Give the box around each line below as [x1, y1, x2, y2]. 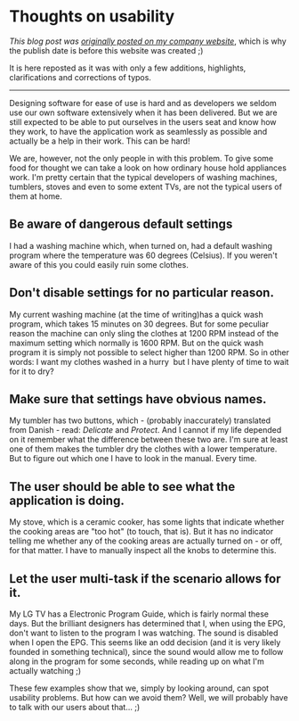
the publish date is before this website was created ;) [9, 45, 204, 55]
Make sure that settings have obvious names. [9, 391, 267, 407]
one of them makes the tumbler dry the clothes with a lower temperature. [9, 443, 278, 454]
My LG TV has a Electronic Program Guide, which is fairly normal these [9, 609, 270, 619]
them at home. [9, 190, 62, 202]
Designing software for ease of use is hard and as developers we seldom [9, 97, 278, 108]
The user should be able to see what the [9, 479, 236, 494]
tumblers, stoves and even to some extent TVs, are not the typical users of [9, 181, 283, 192]
